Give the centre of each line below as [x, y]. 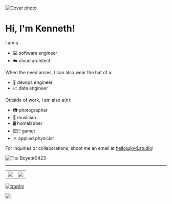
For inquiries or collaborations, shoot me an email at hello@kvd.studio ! [79, 148]
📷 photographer [30, 110]
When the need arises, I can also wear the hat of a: [59, 72]
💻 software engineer [35, 53]
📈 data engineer [30, 88]
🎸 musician [24, 117]
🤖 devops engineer [33, 82]
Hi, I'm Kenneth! [40, 29]
